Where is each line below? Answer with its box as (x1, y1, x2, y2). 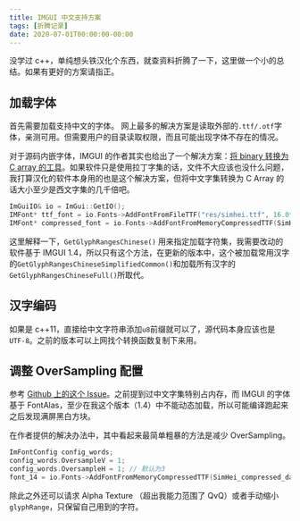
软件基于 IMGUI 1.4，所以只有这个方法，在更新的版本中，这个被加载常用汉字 (9, 247, 290, 257)
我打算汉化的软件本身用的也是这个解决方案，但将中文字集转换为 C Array (9, 173, 275, 184)
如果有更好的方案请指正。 (24, 66, 119, 77)
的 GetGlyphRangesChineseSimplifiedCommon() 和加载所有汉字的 (9, 258, 237, 269)
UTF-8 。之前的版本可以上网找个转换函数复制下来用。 (9, 334, 202, 345)
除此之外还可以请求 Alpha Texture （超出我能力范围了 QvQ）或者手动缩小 (9, 490, 279, 500)
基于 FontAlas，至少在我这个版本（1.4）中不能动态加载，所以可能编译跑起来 (9, 399, 288, 411)
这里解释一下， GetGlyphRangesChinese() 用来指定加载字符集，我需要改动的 (9, 236, 284, 247)
